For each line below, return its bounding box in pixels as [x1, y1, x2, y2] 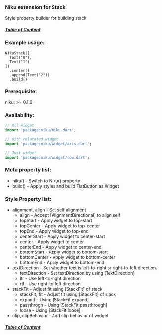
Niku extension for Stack [5, 4, 66, 11]
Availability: [5, 111, 35, 118]
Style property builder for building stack [5, 15, 87, 21]
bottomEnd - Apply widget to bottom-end [19, 260, 105, 266]
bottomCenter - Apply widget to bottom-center [19, 254, 116, 260]
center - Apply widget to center [19, 239, 84, 245]
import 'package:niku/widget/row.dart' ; [5, 155, 90, 160]
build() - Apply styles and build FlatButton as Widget [12, 183, 119, 189]
